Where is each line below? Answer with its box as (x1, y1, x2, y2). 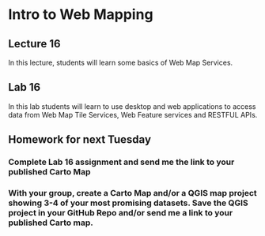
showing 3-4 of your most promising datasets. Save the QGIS (8, 197, 249, 208)
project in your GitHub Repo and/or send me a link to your (8, 208, 233, 219)
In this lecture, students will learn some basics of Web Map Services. (8, 58, 233, 67)
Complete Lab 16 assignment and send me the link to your (8, 156, 235, 167)
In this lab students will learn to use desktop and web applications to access (8, 101, 256, 111)
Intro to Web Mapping (8, 6, 153, 24)
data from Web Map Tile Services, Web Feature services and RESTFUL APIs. (8, 110, 258, 119)
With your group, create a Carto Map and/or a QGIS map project (8, 188, 257, 199)
